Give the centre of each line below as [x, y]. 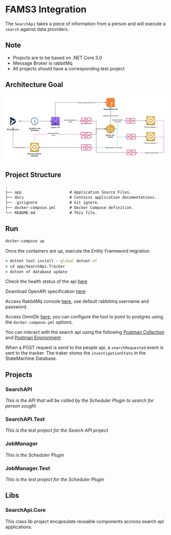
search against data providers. [37, 29]
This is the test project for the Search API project [57, 430]
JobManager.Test [28, 468]
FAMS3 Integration [46, 9]
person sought [21, 406]
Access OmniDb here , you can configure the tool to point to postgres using [84, 317]
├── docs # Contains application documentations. [81, 198]
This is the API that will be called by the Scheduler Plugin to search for [80, 400]
